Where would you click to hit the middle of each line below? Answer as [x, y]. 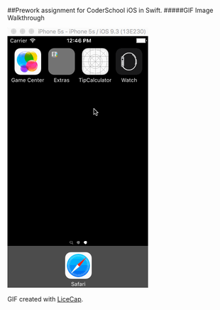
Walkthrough [26, 18]
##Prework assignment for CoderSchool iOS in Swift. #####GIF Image [110, 10]
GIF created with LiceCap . [45, 299]
